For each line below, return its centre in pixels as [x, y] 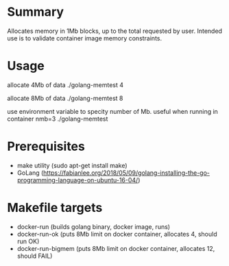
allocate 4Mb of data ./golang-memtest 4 [65, 85]
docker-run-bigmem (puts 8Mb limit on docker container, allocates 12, [116, 248]
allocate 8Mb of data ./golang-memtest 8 [65, 98]
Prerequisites [46, 146]
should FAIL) [35, 256]
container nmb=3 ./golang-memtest [58, 119]
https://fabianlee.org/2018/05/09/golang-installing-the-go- [127, 173]
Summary [35, 12]
